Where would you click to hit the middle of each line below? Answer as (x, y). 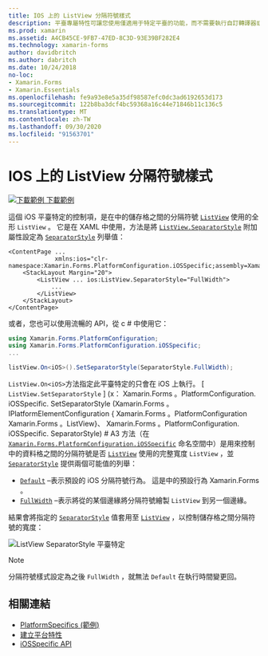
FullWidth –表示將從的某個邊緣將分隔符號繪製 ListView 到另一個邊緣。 (135, 501)
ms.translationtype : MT (48, 112)
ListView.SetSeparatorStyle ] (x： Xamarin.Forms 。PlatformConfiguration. (132, 394)
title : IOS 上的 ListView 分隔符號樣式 (70, 16)
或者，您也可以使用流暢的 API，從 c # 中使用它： (89, 323)
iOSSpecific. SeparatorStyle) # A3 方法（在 (79, 434)
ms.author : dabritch (43, 61)
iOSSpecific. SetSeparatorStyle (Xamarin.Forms (87, 404)
